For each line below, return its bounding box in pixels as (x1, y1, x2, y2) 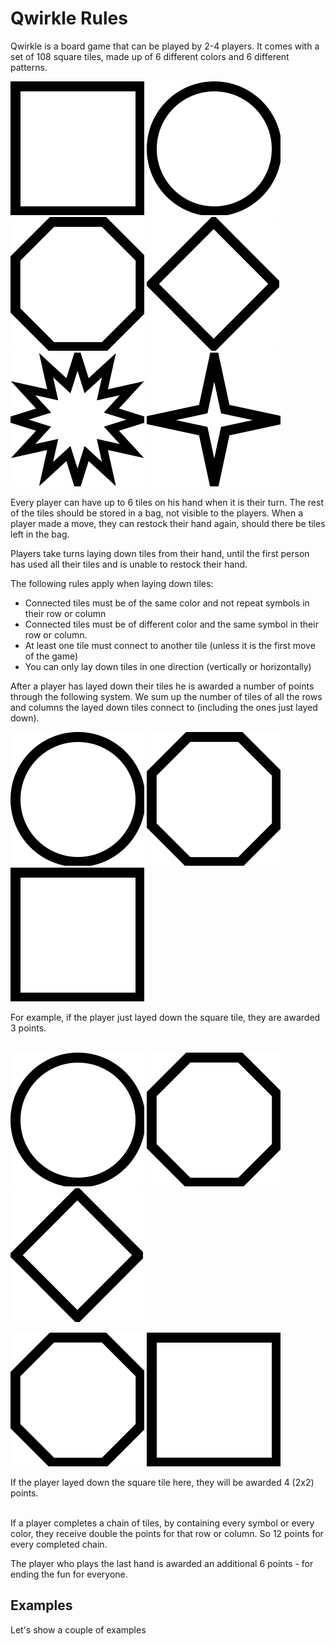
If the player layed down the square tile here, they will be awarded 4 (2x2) (10, 1476, 315, 1488)
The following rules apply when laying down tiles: (10, 577, 214, 589)
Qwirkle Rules (10, 7, 128, 30)
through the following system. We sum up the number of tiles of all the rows (10, 690, 323, 702)
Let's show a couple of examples (10, 1623, 147, 1636)
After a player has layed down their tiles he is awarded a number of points (10, 680, 315, 692)
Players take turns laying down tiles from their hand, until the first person (10, 547, 310, 559)
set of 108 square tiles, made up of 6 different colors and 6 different (10, 50, 290, 62)
